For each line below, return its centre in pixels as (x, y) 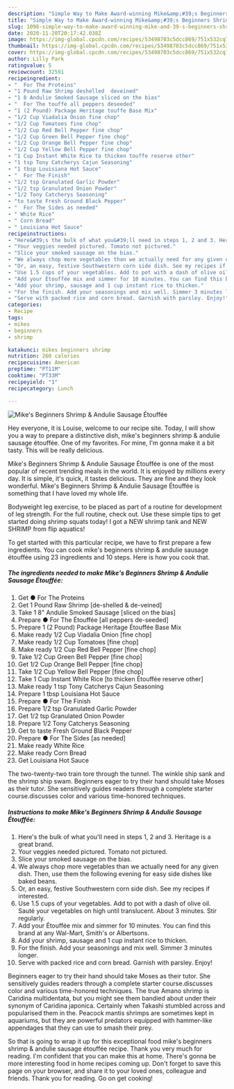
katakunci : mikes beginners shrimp (59, 350)
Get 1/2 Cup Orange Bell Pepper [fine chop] (80, 665)
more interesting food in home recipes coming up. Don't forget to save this (115, 1064)
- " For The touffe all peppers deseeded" (72, 104)
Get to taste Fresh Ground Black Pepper (75, 731)
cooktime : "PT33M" (34, 376)
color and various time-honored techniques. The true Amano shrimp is (109, 991)
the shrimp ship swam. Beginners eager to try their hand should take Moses (116, 781)
